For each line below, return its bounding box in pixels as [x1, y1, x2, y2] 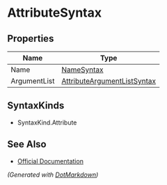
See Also [7, 138, 47, 150]
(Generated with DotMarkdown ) [7, 170, 99, 179]
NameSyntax [61, 65, 104, 74]
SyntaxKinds [7, 99, 65, 112]
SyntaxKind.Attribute [17, 118, 77, 127]
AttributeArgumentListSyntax [61, 77, 157, 86]
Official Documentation [17, 156, 83, 165]
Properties [7, 33, 54, 45]
